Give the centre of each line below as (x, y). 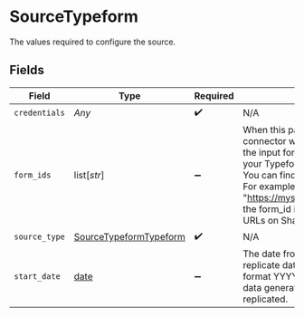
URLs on (261, 220)
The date (262, 254)
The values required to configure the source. (93, 42)
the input (261, 152)
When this (265, 130)
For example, (271, 186)
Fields (27, 70)
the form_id (267, 208)
